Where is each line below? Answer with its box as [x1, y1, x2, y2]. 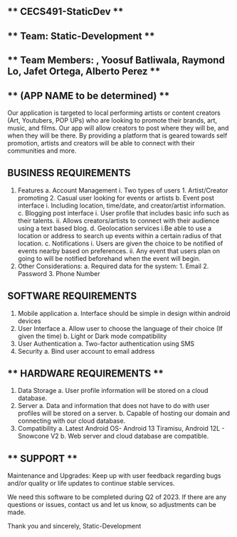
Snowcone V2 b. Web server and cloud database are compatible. [17, 431, 209, 441]
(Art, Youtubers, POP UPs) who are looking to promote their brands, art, [7, 116, 218, 124]
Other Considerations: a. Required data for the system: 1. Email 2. [17, 262, 209, 270]
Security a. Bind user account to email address [17, 347, 155, 355]
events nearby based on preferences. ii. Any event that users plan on [17, 246, 221, 255]
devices [17, 317, 41, 325]
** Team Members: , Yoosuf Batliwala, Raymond [7, 54, 226, 66]
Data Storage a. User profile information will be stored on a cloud [17, 387, 209, 395]
